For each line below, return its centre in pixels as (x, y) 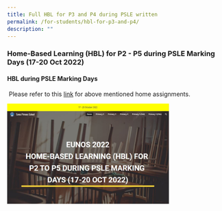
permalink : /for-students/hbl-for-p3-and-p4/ (73, 22)
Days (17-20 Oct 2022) (46, 62)
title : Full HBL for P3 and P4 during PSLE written (82, 14)
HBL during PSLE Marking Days (52, 78)
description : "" (30, 29)
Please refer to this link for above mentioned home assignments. (99, 94)
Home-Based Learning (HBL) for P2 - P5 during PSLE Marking (111, 53)
